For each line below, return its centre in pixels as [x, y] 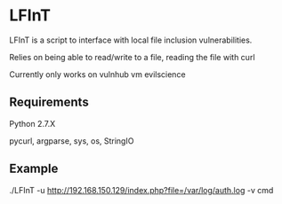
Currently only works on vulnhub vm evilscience [97, 74]
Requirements [49, 102]
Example [34, 169]
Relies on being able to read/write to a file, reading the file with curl [132, 57]
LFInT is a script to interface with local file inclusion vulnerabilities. [131, 40]
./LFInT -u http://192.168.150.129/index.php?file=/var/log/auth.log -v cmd [141, 190]
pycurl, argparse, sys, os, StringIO [72, 141]
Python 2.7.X [32, 123]
